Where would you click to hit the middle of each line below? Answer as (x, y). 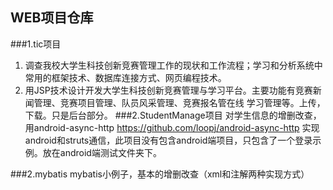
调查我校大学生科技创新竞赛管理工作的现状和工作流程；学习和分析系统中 (173, 65)
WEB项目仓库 (52, 18)
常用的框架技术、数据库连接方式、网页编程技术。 (125, 77)
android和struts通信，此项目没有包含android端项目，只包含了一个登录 (168, 140)
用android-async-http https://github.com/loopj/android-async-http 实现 (172, 127)
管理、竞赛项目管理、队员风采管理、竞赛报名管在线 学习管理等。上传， (179, 102)
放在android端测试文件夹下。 (102, 152)
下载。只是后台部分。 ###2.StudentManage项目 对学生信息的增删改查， (173, 115)
